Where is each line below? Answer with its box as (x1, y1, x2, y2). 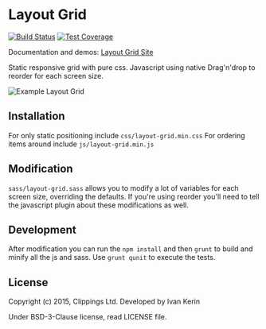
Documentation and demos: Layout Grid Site (8, 47, 154, 56)
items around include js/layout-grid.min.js (8, 139, 155, 149)
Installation (8, 110, 65, 123)
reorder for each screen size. (8, 71, 104, 80)
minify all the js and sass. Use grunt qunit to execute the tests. (8, 253, 216, 262)
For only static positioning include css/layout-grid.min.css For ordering (8, 130, 245, 140)
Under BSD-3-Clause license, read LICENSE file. (8, 312, 167, 322)
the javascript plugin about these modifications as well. (8, 200, 190, 210)
